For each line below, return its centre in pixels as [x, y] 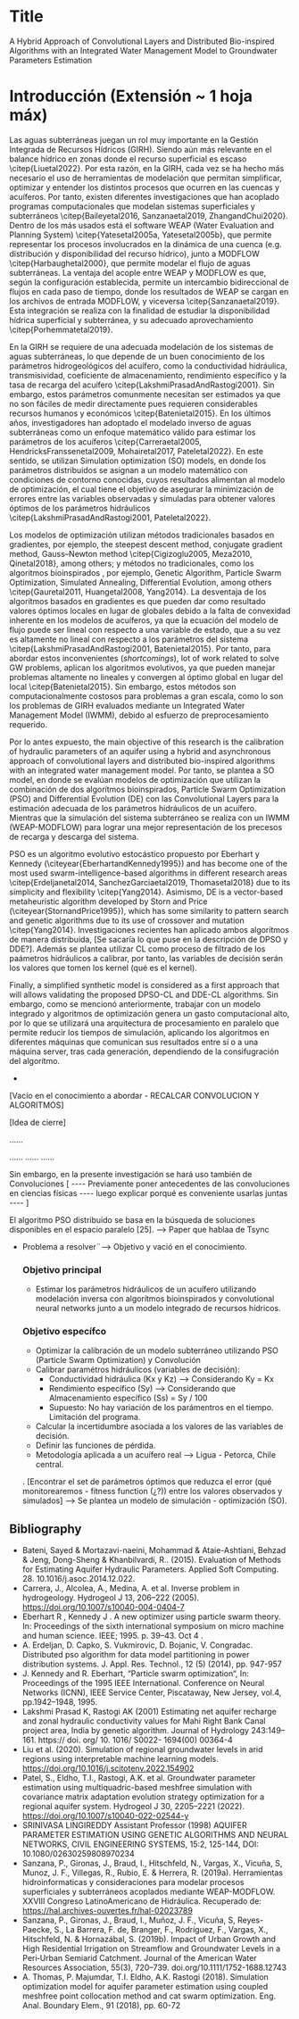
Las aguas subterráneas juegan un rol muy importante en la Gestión [134, 139]
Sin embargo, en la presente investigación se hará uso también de [131, 1174]
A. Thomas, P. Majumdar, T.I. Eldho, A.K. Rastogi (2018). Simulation [145, 1977]
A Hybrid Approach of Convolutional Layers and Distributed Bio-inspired [142, 41]
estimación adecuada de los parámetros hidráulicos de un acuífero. [133, 808]
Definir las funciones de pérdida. [96, 1446]
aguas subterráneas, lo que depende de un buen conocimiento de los [137, 356]
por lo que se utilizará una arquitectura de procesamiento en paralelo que [144, 1023]
